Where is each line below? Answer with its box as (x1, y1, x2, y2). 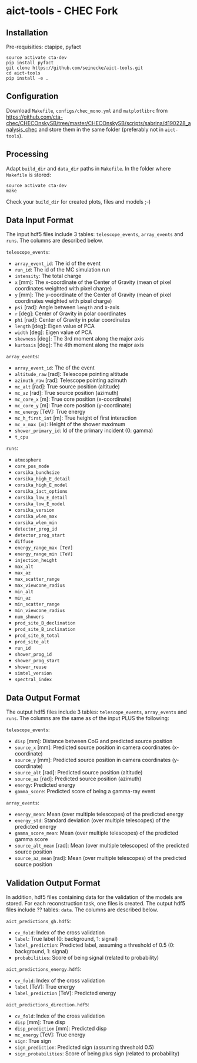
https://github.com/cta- (6, 113, 63, 120)
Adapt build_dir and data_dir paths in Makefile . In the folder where (6, 165, 171, 172)
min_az (14, 595, 31, 601)
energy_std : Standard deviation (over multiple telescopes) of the (14, 817, 171, 824)
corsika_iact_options (14, 489, 68, 495)
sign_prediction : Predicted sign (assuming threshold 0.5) (14, 1044, 155, 1051)
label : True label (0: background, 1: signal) (14, 936, 118, 943)
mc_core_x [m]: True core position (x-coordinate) (14, 395, 132, 403)
